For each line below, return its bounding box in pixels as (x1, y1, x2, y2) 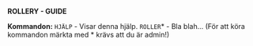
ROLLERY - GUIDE (7, 7, 67, 16)
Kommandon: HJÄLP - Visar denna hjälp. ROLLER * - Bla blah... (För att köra (7, 22, 246, 30)
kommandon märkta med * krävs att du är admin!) (7, 30, 170, 39)
